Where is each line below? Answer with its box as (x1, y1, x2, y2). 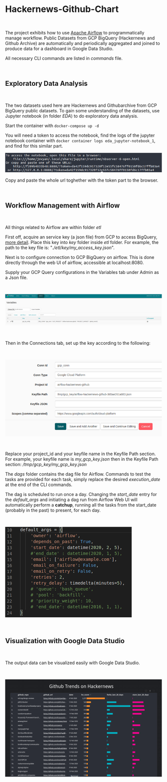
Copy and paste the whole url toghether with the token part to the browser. (5, 177, 159, 183)
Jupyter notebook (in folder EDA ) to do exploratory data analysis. (5, 113, 138, 119)
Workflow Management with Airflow (5, 201, 120, 210)
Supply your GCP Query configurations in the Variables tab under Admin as (5, 269, 159, 275)
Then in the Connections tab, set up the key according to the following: (5, 340, 151, 346)
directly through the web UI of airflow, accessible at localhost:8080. (5, 260, 144, 265)
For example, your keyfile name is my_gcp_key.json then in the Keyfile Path (5, 456, 159, 462)
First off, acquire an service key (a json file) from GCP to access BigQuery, (5, 234, 158, 240)
